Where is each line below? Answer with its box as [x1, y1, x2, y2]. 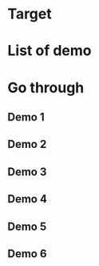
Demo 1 [7, 110, 45, 124]
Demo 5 [7, 219, 47, 233]
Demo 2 [7, 137, 47, 151]
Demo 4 [7, 192, 47, 206]
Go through [7, 78, 85, 96]
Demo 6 [7, 247, 47, 260]
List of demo [7, 42, 92, 60]
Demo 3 [7, 165, 47, 178]
